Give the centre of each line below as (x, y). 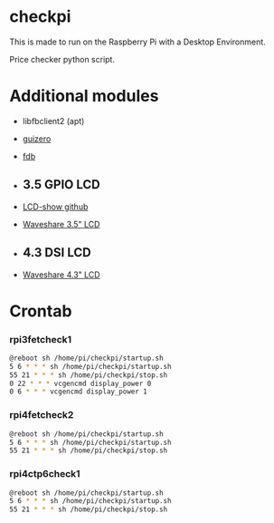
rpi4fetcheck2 (42, 415)
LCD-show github (55, 207)
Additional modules (84, 96)
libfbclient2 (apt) (53, 121)
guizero (37, 139)
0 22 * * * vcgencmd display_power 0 (80, 383)
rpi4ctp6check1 (45, 474)
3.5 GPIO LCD (61, 184)
